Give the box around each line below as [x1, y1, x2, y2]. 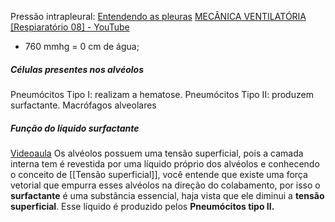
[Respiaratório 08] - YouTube [10, 21, 130, 33]
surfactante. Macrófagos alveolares [10, 99, 157, 111]
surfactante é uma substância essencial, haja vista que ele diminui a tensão [10, 189, 325, 201]
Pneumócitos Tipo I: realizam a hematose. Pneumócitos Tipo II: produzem [10, 88, 314, 100]
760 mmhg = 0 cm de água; [24, 41, 140, 52]
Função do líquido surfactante [10, 122, 140, 134]
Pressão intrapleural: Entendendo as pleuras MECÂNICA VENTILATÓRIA [10, 11, 307, 22]
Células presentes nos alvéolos [10, 63, 145, 75]
